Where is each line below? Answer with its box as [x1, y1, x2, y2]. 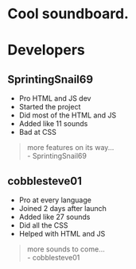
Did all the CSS [18, 221, 68, 230]
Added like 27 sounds [18, 212, 91, 221]
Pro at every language [18, 195, 92, 205]
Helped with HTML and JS [18, 229, 106, 238]
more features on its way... [26, 143, 115, 152]
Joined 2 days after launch [18, 204, 107, 213]
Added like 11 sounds [18, 119, 88, 129]
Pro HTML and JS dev [18, 94, 91, 103]
